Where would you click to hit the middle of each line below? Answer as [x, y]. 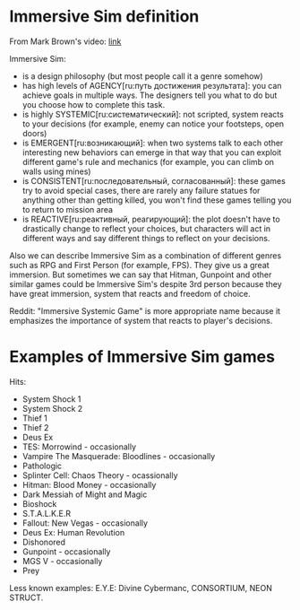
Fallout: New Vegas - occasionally [85, 523]
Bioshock [39, 503]
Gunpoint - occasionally [66, 551]
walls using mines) [56, 171]
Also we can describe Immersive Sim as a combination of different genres [146, 255]
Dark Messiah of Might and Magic [85, 494]
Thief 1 [34, 418]
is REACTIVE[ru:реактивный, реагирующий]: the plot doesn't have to [151, 219]
